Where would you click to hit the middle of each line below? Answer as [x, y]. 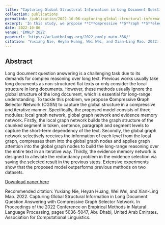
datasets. [14, 172]
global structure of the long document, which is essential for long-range [78, 94]
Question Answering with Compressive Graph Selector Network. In [72, 201]
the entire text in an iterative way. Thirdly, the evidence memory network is [81, 151]
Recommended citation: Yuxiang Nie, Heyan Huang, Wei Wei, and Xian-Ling [82, 191]
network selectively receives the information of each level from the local [78, 136]
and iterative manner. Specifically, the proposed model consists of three [78, 110]
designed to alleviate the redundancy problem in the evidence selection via [81, 156]
